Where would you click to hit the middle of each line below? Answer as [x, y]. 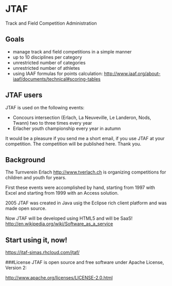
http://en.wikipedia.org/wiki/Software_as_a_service [59, 224]
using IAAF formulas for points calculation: [58, 73]
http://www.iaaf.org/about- [132, 73]
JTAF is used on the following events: [45, 107]
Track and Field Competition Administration [51, 23]
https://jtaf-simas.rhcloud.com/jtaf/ [42, 253]
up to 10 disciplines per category [47, 57]
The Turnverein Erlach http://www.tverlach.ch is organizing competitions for [86, 172]
